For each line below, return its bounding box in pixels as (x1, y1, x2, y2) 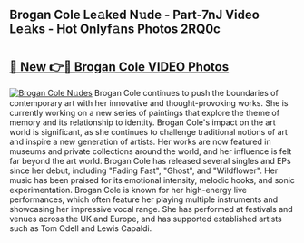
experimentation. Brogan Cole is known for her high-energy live (9, 185, 248, 195)
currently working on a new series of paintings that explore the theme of (9, 108, 279, 118)
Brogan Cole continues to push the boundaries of (93, 88, 279, 98)
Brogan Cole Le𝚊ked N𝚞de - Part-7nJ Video (9, 7, 260, 23)
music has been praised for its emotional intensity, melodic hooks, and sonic (9, 175, 295, 185)
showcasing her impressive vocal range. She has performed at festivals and (9, 204, 293, 214)
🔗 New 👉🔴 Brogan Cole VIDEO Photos (9, 59, 230, 74)
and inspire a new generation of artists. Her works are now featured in (9, 136, 271, 147)
